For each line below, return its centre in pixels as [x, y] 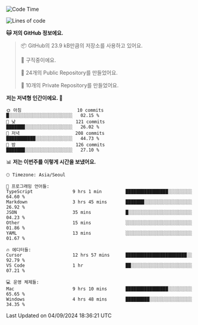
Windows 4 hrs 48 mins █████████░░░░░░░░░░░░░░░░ [99, 299]
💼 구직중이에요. [38, 60]
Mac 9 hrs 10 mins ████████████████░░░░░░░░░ [99, 289]
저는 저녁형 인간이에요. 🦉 [35, 98]
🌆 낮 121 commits [56, 122]
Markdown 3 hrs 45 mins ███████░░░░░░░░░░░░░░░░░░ [99, 202]
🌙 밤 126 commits [56, 145]
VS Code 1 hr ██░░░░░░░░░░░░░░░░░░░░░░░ [99, 266]
